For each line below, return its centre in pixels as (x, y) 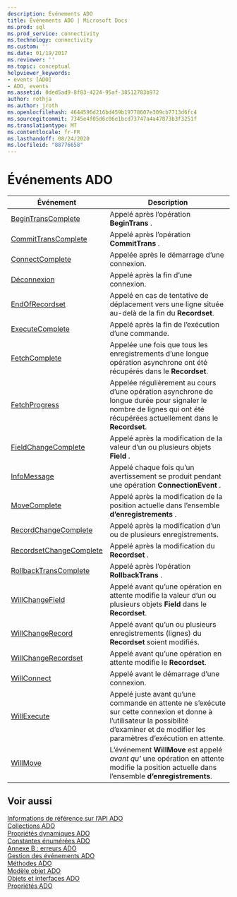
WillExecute (30, 716)
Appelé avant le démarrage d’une (165, 674)
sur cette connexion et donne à (161, 712)
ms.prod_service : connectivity (53, 34)
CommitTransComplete (49, 239)
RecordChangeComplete (52, 530)
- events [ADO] (30, 79)
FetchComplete (36, 359)
